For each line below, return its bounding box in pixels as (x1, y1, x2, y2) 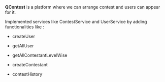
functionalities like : (5, 24, 44, 30)
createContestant (12, 62, 48, 67)
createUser (12, 34, 35, 39)
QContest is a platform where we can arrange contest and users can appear (5, 4, 161, 10)
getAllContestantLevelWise (12, 52, 67, 58)
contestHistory (12, 71, 43, 77)
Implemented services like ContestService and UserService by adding (5, 19, 147, 24)
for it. (5, 9, 16, 15)
